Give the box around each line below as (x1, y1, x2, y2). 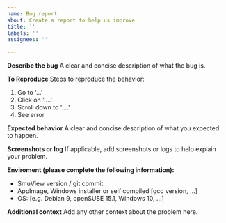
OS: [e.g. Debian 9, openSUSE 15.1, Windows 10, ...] (17, 194, 165, 203)
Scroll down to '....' (17, 103, 71, 111)
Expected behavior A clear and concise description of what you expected (7, 124, 220, 132)
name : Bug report (7, 10, 58, 17)
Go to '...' (17, 89, 43, 97)
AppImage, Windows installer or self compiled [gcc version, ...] (17, 187, 198, 195)
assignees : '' (7, 36, 49, 43)
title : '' (7, 23, 36, 30)
